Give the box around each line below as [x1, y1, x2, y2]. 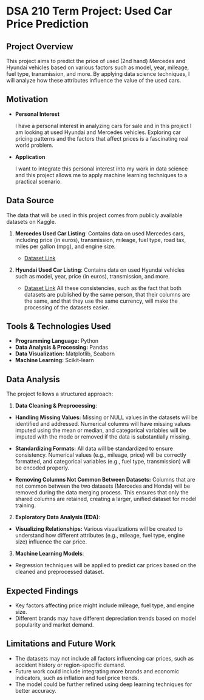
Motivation [6, 94, 49, 104]
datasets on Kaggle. [6, 218, 56, 225]
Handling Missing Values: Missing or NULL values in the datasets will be [15, 414, 198, 421]
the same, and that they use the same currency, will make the [24, 297, 178, 305]
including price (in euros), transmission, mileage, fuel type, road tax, [15, 236, 186, 243]
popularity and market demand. [15, 621, 94, 628]
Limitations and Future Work [6, 639, 116, 649]
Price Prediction [6, 17, 89, 31]
